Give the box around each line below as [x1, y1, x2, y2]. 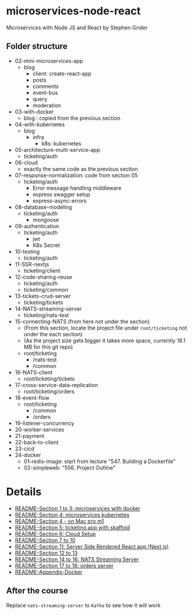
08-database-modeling [14, 203, 73, 211]
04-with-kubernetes [14, 121, 65, 128]
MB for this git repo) [23, 343, 73, 351]
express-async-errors [32, 197, 87, 204]
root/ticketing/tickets [23, 375, 75, 382]
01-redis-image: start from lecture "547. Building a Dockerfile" [23, 458, 176, 465]
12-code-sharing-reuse [14, 273, 73, 281]
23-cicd [14, 444, 35, 452]
